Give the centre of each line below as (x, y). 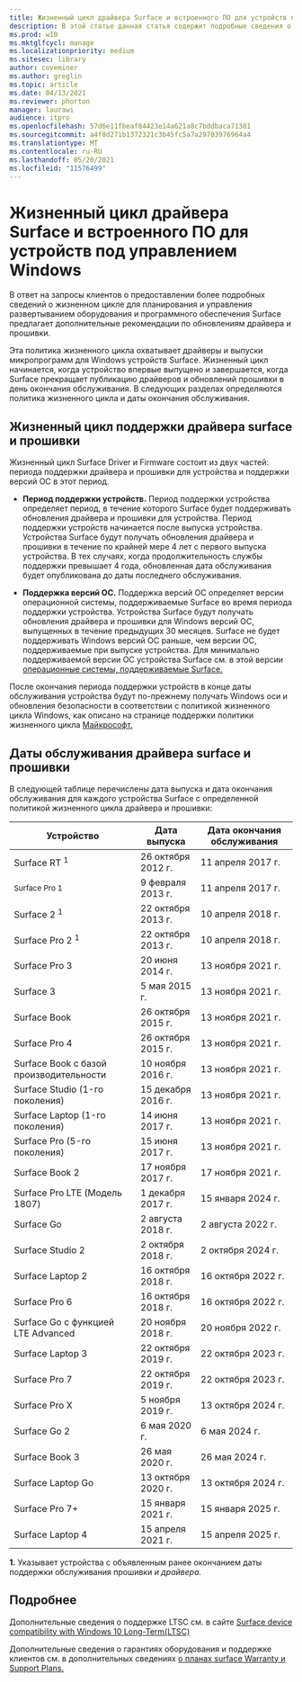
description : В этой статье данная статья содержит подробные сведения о (151, 26)
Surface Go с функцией (64, 1321)
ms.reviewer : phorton (50, 101)
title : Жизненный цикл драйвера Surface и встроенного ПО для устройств (148, 18)
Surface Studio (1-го (59, 1089)
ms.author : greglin (46, 76)
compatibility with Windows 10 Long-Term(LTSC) (100, 1631)
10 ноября (164, 1063)
